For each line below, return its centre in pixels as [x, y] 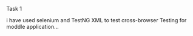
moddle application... [32, 27]
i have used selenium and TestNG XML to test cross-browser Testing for [96, 20]
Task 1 [14, 9]
